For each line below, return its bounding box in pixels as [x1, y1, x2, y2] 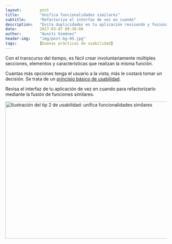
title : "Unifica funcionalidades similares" [5, 12, 120, 17]
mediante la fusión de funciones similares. [5, 91, 95, 97]
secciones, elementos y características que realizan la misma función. [5, 60, 154, 67]
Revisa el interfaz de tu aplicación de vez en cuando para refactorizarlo [5, 86, 156, 92]
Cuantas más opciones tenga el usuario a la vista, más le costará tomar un [5, 70, 162, 76]
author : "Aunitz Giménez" [5, 31, 77, 36]
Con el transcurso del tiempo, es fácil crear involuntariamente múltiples [5, 55, 156, 61]
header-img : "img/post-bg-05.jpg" [5, 36, 86, 42]
